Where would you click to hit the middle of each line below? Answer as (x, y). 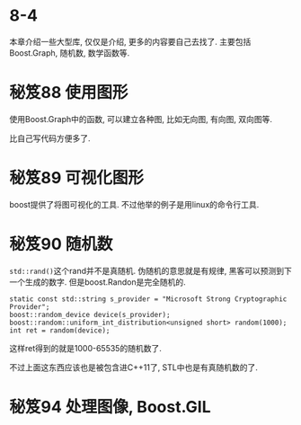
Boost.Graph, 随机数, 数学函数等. (70, 53)
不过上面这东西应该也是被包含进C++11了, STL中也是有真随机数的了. (134, 367)
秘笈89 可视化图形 (77, 178)
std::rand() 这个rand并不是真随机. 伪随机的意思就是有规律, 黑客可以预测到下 (150, 270)
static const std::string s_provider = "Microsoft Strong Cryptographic (148, 299)
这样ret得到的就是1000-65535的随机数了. (85, 348)
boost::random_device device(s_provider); (90, 314)
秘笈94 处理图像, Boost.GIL (110, 407)
